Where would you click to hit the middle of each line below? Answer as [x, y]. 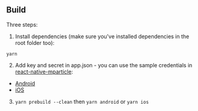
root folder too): [35, 42]
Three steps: [22, 24]
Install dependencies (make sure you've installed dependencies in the [102, 36]
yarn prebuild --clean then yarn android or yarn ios [82, 101]
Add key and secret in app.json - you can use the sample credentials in [104, 65]
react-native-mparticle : [44, 72]
